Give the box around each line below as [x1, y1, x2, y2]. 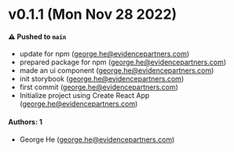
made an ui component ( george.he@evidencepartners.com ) [19, 66, 214, 75]
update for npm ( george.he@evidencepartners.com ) [19, 49, 190, 59]
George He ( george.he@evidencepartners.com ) [19, 135, 175, 144]
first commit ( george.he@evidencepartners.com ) [19, 82, 179, 92]
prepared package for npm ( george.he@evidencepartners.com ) [19, 57, 226, 67]
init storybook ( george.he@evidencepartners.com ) [19, 74, 185, 84]
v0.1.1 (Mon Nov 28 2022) [8, 5, 177, 24]
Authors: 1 [8, 117, 43, 126]
